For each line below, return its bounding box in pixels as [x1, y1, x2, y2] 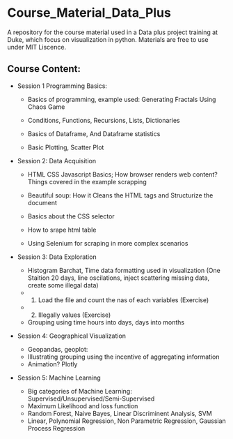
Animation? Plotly [27, 359, 78, 368]
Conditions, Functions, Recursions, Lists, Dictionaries [27, 116, 180, 124]
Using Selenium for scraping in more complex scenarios [27, 239, 188, 247]
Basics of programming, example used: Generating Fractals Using [27, 95, 216, 103]
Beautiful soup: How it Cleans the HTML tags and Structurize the [27, 191, 214, 200]
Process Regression [27, 424, 86, 432]
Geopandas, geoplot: [27, 345, 88, 353]
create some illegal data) [27, 281, 99, 289]
